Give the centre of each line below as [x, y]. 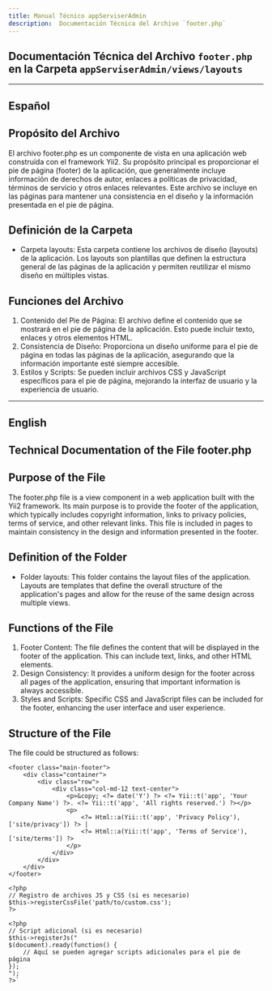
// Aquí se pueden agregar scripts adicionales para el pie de [132, 952]
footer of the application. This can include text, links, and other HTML [136, 656]
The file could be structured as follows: [74, 753]
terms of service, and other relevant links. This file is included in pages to [131, 523]
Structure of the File [60, 734]
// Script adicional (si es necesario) [76, 931]
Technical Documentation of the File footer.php [130, 450]
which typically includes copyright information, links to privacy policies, [127, 514]
